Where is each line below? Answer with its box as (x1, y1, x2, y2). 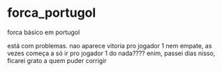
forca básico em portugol (7, 28, 80, 36)
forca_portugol (7, 5, 96, 21)
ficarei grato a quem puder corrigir (7, 56, 107, 64)
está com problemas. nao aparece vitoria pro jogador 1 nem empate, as (7, 41, 212, 50)
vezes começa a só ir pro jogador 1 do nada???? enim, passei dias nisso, (7, 49, 216, 57)
